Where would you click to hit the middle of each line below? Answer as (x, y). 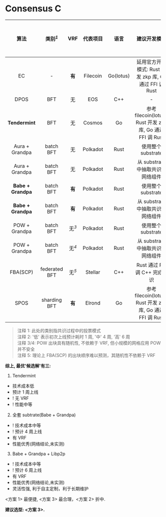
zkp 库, (151, 77)
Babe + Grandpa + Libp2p (39, 454)
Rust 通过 (147, 265)
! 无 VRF (21, 398)
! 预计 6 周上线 (27, 470)
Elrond (93, 303)
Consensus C (33, 9)
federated (52, 269)
